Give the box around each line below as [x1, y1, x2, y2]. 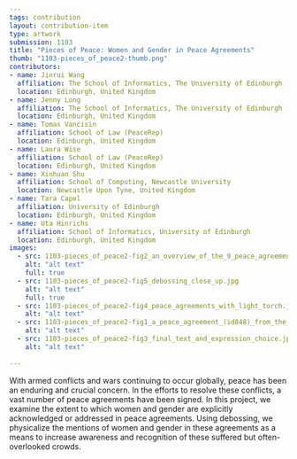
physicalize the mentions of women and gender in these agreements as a [9, 422, 277, 432]
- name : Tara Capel [9, 194, 81, 204]
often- [257, 432, 281, 442]
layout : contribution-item [9, 21, 109, 30]
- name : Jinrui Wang [9, 71, 86, 80]
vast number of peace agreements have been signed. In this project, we [9, 393, 271, 404]
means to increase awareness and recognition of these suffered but [9, 432, 256, 442]
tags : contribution [9, 12, 81, 22]
